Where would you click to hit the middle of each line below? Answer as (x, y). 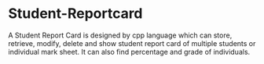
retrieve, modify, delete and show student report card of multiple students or (132, 43)
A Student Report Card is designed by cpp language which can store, (120, 35)
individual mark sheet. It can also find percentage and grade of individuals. (129, 52)
